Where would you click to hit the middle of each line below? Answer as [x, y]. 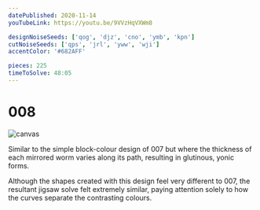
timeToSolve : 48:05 [40, 73]
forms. [19, 165]
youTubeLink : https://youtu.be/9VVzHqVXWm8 [81, 23]
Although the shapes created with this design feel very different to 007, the [129, 181]
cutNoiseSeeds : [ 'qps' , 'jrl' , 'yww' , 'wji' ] [84, 44]
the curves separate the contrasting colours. [80, 197]
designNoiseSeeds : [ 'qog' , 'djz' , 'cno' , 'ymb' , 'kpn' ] [101, 37]
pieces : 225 [27, 66]
